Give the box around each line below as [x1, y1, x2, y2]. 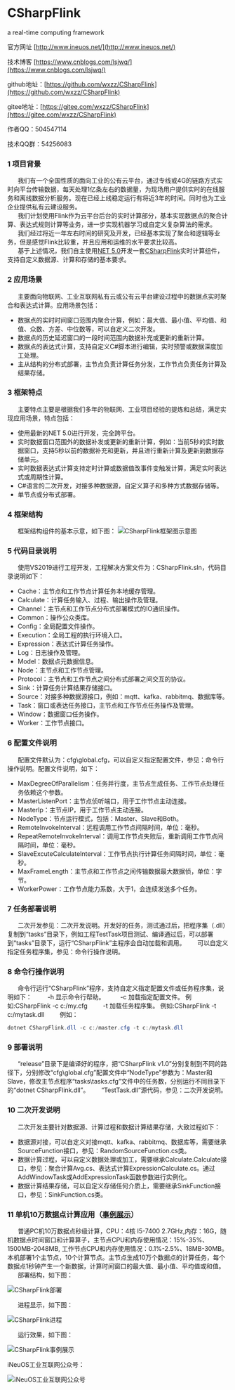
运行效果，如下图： [17, 1330, 74, 1339]
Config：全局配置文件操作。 [17, 622, 99, 630]
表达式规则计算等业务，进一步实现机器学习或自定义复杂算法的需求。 [19, 220, 216, 229]
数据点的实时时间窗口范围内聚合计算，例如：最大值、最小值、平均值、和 [17, 316, 227, 324]
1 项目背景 [7, 159, 41, 169]
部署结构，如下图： [17, 1271, 74, 1280]
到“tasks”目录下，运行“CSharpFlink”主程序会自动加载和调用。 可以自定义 [7, 939, 229, 947]
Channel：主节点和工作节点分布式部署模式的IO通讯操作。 [17, 604, 184, 613]
